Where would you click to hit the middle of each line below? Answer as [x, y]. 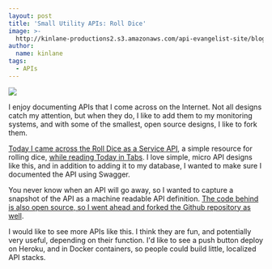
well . [16, 216]
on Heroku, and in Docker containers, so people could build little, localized [132, 249]
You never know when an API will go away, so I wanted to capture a [121, 190]
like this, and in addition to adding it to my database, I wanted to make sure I [135, 165]
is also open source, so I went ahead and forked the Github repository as [130, 207]
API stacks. [27, 257]
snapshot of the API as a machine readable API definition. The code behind [134, 199]
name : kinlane [39, 53]
